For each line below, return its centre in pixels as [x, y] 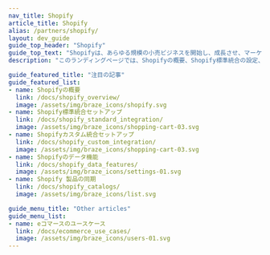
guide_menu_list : [37, 216]
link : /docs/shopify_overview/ [68, 97]
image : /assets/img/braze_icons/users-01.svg [93, 239]
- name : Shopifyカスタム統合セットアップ [72, 135]
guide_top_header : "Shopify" [57, 46]
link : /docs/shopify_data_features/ [77, 164]
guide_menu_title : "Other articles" [70, 208]
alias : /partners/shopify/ [53, 30]
